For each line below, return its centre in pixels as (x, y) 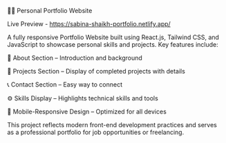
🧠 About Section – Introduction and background (75, 58)
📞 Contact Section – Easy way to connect (65, 85)
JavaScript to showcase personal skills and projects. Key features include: (113, 44)
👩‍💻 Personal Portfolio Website (50, 11)
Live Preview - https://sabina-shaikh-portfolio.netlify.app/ (89, 24)
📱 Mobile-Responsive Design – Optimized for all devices (87, 111)
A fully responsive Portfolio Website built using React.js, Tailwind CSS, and (113, 37)
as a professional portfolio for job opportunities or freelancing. (96, 132)
